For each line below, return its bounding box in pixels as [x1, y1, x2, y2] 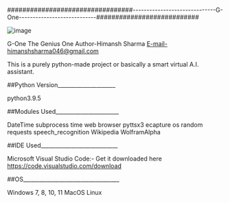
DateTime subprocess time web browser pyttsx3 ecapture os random [7, 121, 203, 129]
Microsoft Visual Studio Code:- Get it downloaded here [7, 154, 163, 163]
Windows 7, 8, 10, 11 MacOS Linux [7, 189, 102, 196]
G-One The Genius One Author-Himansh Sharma [7, 40, 146, 47]
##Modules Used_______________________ [7, 108, 119, 115]
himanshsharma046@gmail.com [7, 47, 100, 55]
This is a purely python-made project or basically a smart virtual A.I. [7, 60, 199, 68]
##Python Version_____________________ [7, 81, 116, 88]
